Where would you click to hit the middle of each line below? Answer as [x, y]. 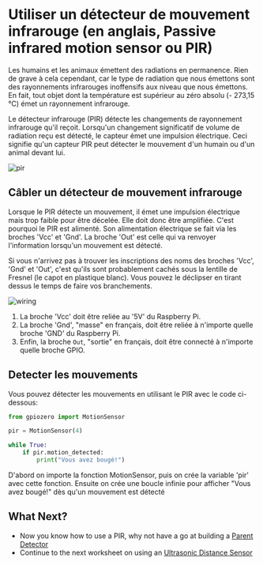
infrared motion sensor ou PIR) [111, 48]
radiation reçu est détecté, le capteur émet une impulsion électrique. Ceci [128, 135]
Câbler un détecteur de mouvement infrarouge [125, 192]
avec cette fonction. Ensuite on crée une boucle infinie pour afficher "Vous [130, 483]
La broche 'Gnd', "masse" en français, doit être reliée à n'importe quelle [136, 325]
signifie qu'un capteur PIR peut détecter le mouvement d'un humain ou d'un [131, 144]
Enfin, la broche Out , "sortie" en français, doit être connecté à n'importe [136, 341]
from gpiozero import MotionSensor [67, 416]
